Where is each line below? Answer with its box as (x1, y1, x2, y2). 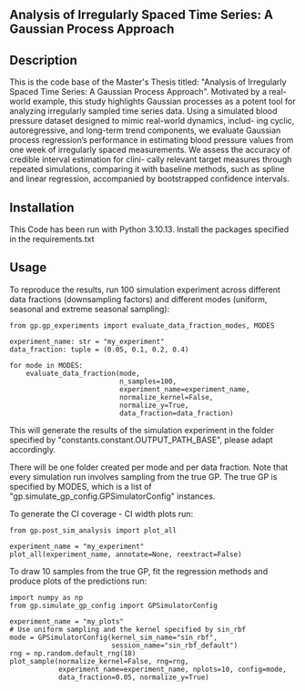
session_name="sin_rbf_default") (110, 641, 239, 650)
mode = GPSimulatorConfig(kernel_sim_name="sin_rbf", (9, 633, 219, 642)
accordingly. (9, 443, 56, 454)
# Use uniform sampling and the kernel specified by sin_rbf (9, 625, 247, 634)
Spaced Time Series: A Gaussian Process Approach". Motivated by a (9, 86, 267, 97)
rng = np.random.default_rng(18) (9, 648, 137, 658)
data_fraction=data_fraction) (119, 409, 234, 418)
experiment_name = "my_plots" (9, 616, 125, 626)
